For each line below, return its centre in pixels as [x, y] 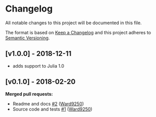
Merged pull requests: [29, 94]
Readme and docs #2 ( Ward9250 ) [48, 103]
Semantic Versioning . [27, 38]
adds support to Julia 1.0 [38, 66]
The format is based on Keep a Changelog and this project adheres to [78, 32]
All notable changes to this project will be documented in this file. [74, 23]
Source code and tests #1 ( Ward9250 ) [52, 109]
